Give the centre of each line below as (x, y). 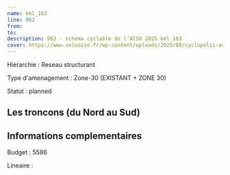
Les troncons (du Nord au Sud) (74, 112)
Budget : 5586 (27, 152)
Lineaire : (20, 165)
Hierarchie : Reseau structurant (51, 65)
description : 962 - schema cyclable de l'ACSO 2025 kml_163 (95, 39)
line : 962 (21, 20)
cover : (16, 45)
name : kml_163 (27, 13)
